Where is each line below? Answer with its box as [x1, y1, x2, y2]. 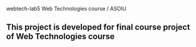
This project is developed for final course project [6, 22, 190, 32]
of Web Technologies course [6, 32, 115, 42]
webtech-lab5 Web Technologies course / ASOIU [6, 5, 127, 12]
